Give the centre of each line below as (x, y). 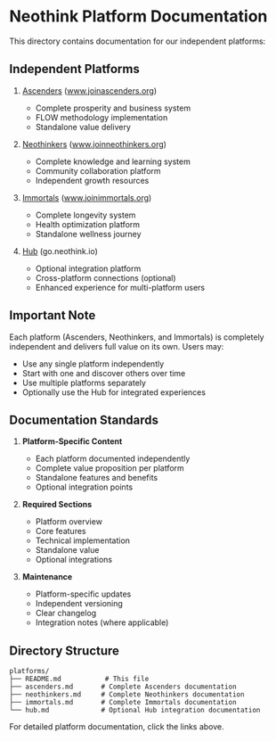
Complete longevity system (85, 215)
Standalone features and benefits (97, 478)
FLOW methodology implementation (101, 117)
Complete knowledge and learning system (113, 161)
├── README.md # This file (79, 679)
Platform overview (69, 522)
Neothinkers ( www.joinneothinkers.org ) (94, 144)
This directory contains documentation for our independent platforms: (138, 41)
